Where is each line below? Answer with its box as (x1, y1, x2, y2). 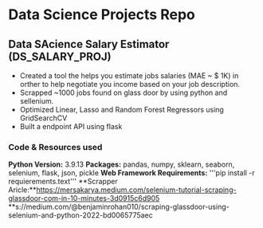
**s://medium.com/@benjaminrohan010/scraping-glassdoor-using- (8, 202, 230, 212)
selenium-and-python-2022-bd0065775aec (8, 210, 153, 220)
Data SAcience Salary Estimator (8, 37, 170, 51)
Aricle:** (8, 185, 37, 195)
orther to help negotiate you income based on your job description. (19, 80, 241, 88)
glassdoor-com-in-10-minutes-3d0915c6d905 (8, 194, 160, 203)
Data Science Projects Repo (8, 6, 195, 24)
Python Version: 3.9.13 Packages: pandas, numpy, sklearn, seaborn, (8, 159, 235, 169)
